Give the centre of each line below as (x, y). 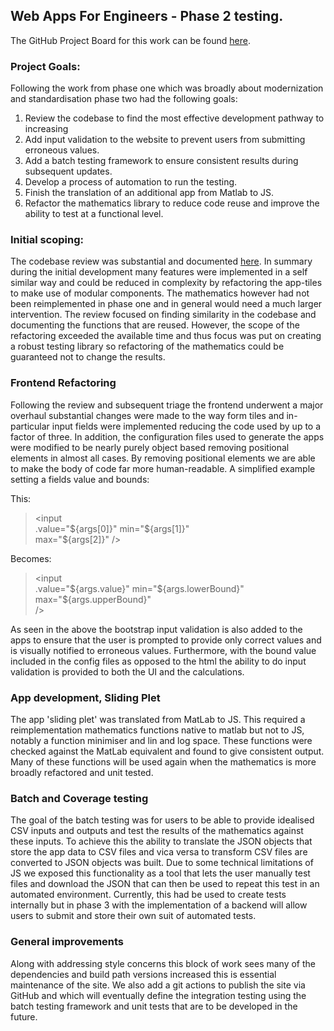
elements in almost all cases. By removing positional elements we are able (163, 458)
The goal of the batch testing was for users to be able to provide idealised (162, 820)
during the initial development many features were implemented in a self (159, 272)
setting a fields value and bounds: (80, 479)
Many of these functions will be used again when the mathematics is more (163, 762)
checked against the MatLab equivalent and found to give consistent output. (167, 751)
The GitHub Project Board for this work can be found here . (131, 40)
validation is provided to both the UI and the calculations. (127, 671)
